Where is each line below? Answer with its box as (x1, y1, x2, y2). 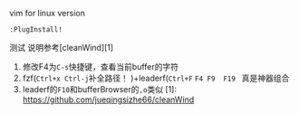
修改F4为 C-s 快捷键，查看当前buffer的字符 (22, 62, 179, 71)
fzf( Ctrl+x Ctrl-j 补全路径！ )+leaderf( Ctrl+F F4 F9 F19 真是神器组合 (22, 72, 290, 83)
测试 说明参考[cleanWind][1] (9, 43, 114, 52)
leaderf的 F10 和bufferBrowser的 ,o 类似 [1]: (22, 84, 177, 94)
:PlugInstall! (9, 25, 63, 34)
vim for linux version (9, 8, 86, 18)
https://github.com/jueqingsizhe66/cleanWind (22, 94, 195, 105)
